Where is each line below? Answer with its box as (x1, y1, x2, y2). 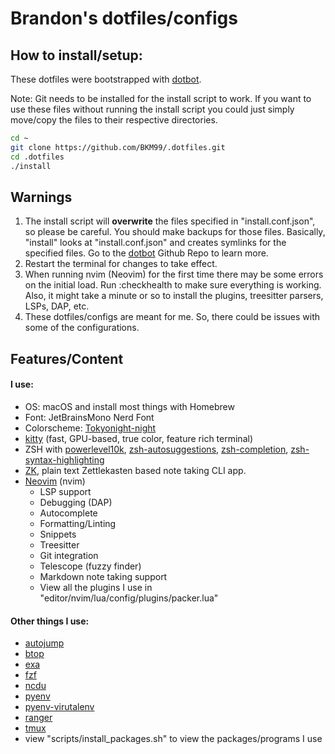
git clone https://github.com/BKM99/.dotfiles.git (10, 142, 226, 152)
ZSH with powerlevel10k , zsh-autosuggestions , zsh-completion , (24, 443, 289, 455)
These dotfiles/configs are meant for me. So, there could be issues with (24, 311, 321, 323)
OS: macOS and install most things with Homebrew (24, 400, 235, 412)
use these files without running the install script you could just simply (10, 103, 295, 115)
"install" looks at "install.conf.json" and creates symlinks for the (24, 237, 287, 249)
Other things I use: (10, 615, 90, 627)
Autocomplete (39, 507, 98, 519)
